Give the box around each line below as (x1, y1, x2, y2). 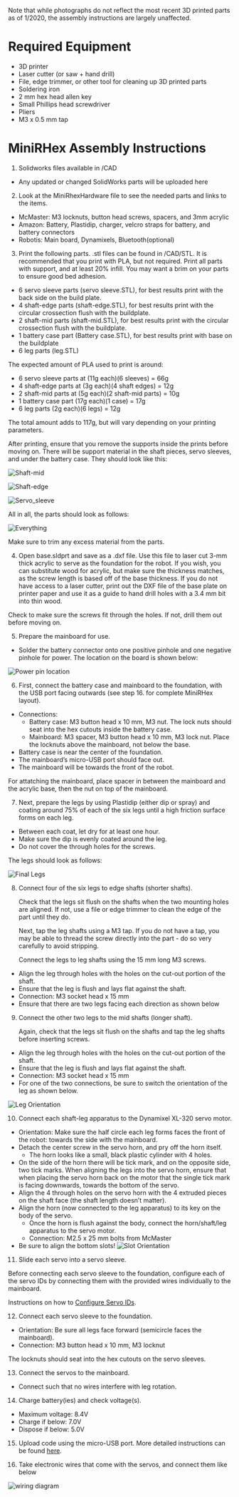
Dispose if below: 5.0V (18, 1425, 85, 1434)
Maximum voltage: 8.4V (18, 1409, 88, 1418)
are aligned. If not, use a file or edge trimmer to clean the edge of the (18, 905, 221, 913)
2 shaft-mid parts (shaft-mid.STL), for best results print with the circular (18, 316, 229, 324)
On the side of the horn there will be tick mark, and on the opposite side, (18, 1158, 231, 1166)
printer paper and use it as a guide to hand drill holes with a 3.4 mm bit (18, 589, 226, 597)
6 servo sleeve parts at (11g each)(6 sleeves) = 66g (18, 374, 169, 382)
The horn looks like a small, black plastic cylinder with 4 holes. (28, 1151, 213, 1159)
